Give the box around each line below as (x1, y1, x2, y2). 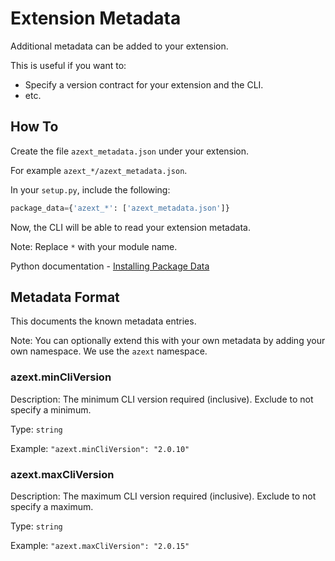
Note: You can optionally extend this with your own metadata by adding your (10, 335, 326, 347)
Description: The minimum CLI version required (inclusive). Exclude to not (10, 393, 314, 405)
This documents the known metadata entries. (10, 315, 197, 327)
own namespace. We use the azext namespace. (10, 345, 208, 357)
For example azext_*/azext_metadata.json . (10, 164, 188, 176)
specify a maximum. (10, 501, 94, 513)
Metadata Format (10, 289, 120, 306)
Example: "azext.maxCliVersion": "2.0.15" (10, 540, 190, 552)
